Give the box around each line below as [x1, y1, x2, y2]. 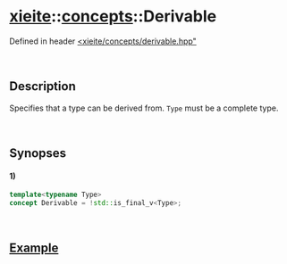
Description [9, 78, 76, 95]
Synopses [9, 145, 67, 161]
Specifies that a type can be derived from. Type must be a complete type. [9, 103, 279, 113]
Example [9, 241, 59, 256]
